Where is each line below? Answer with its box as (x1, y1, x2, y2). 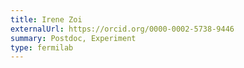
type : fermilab (10, 42, 74, 53)
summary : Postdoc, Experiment (10, 33, 137, 43)
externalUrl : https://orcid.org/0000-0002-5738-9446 (10, 24, 235, 34)
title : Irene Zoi (10, 14, 83, 25)
